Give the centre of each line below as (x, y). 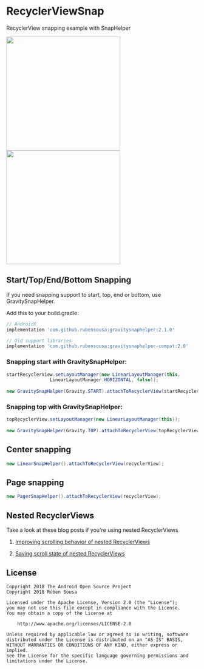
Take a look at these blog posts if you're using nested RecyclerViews (92, 530)
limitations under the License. (47, 661)
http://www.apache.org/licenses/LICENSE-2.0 (74, 623)
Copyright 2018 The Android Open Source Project (69, 586)
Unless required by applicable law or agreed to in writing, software (97, 634)
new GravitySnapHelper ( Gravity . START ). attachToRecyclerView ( (85, 392)
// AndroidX (21, 324)
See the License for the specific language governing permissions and (97, 656)
